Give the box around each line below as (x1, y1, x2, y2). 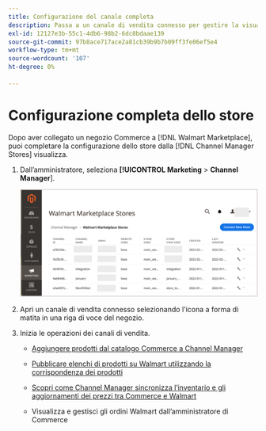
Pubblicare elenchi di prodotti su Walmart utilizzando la (31, 359, 211, 368)
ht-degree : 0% (8, 63, 55, 71)
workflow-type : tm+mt (8, 46, 80, 55)
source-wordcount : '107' (8, 55, 90, 63)
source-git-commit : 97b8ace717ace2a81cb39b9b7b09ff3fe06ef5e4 (8, 38, 218, 46)
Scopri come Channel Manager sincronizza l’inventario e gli (31, 383, 226, 392)
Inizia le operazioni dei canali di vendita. (19, 328, 150, 338)
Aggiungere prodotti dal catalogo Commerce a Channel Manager (31, 343, 243, 353)
